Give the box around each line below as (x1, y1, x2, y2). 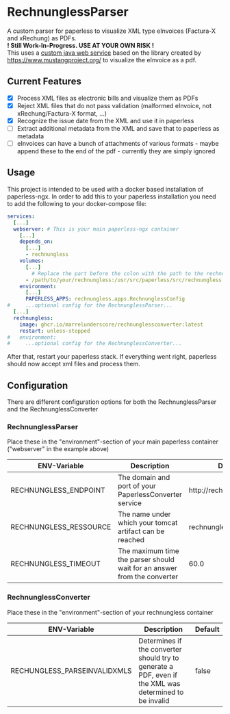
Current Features (7, 76, 82, 88)
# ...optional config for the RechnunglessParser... (7, 302, 173, 309)
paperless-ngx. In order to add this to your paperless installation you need (7, 192, 217, 201)
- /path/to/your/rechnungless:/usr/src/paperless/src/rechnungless (25, 277, 222, 283)
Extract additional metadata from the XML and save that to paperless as (16, 124, 220, 132)
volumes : (19, 257, 44, 264)
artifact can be (117, 526, 165, 536)
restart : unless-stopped (19, 327, 90, 334)
